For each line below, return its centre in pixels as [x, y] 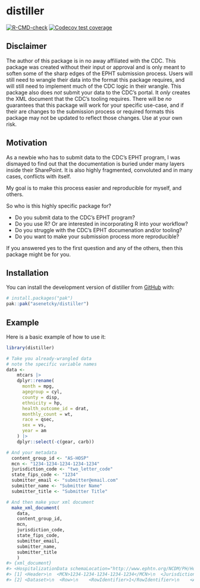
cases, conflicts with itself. [39, 176]
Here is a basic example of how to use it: [56, 337]
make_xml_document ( [36, 508]
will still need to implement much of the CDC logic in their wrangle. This [94, 86]
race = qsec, [38, 420]
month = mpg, [38, 386]
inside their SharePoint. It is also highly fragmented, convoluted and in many [99, 170]
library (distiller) [30, 347]
